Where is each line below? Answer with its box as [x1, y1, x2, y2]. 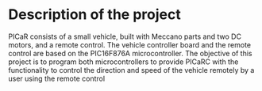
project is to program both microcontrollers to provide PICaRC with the [8, 57, 239, 66]
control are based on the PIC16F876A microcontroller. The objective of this [8, 48, 252, 58]
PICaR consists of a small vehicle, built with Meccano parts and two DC [8, 32, 242, 41]
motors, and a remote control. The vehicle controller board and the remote [8, 40, 252, 49]
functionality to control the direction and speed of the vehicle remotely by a [8, 65, 255, 74]
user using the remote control [8, 74, 106, 83]
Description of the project [8, 6, 181, 24]
